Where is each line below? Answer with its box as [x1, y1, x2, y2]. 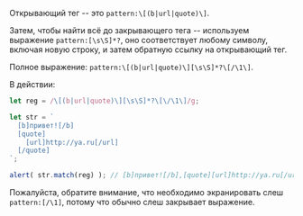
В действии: [9, 79, 56, 89]
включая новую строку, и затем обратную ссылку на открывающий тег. [9, 44, 288, 55]
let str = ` [9, 112, 54, 121]
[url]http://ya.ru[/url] [25, 138, 119, 147]
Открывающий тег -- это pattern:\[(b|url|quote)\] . [9, 8, 210, 18]
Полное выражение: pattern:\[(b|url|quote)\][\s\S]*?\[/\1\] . [9, 62, 254, 72]
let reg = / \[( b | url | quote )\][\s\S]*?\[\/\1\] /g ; [9, 96, 200, 105]
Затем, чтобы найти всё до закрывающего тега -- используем [9, 25, 250, 35]
